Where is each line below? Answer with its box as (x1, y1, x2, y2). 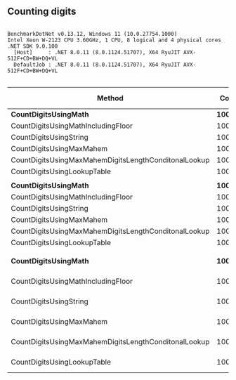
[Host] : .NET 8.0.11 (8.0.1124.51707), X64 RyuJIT (13, 48, 181, 55)
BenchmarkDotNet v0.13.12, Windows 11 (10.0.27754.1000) (7, 30, 178, 37)
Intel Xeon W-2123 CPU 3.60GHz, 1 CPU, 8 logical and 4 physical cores (7, 37, 221, 44)
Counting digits (7, 6, 77, 18)
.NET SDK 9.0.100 (7, 42, 58, 50)
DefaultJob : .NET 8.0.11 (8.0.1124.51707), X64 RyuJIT (13, 61, 181, 68)
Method (97, 93, 124, 103)
